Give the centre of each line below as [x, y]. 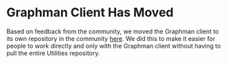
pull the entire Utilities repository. [53, 53]
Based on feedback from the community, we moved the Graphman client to [113, 31]
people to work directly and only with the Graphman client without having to [114, 46]
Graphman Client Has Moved [90, 13]
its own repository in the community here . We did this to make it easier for [111, 38]
